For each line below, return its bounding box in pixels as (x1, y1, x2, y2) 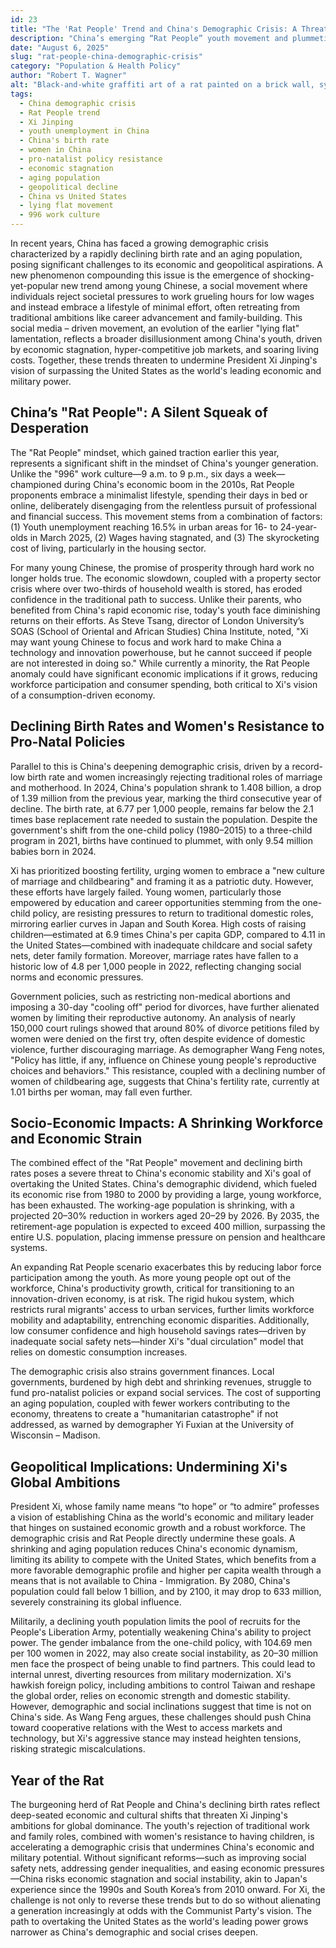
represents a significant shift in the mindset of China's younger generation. (10, 457, 319, 469)
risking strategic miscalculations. (10, 1743, 146, 1755)
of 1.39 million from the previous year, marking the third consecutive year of (10, 792, 323, 804)
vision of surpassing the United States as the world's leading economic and (10, 365, 322, 376)
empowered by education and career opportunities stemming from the (10, 896, 301, 908)
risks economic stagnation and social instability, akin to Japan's (44, 1873, 308, 1885)
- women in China (19, 145, 92, 155)
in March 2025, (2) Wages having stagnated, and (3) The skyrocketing (29, 531, 320, 543)
